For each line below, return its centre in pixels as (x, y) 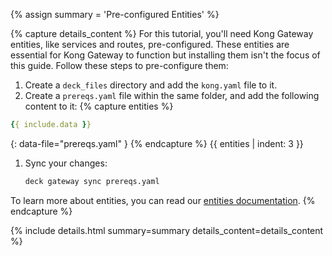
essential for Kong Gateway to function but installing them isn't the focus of (165, 55)
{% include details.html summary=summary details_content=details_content (167, 230)
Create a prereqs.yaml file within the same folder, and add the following (172, 95)
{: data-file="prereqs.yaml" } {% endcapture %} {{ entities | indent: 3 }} (157, 143)
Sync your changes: (66, 163)
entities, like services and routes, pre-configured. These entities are (150, 44)
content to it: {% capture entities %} (99, 106)
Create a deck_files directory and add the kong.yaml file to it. (151, 85)
